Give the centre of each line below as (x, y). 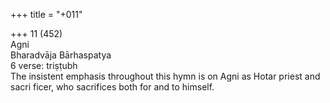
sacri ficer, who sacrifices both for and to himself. (112, 87)
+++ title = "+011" (46, 14)
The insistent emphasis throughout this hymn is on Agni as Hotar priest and (165, 76)
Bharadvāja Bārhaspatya (61, 55)
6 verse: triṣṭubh (44, 65)
